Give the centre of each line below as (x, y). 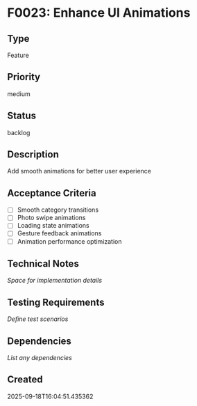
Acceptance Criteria (52, 193)
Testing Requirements (56, 302)
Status (22, 116)
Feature (18, 55)
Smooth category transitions (58, 210)
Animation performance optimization (69, 241)
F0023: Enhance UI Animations (99, 13)
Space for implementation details (55, 281)
